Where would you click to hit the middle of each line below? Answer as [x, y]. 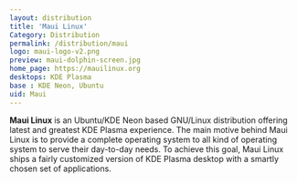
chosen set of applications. [60, 168]
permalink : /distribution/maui [69, 43]
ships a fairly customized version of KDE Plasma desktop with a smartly [144, 158]
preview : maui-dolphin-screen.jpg [75, 60]
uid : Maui [28, 94]
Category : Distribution [55, 35]
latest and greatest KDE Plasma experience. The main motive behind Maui [148, 129]
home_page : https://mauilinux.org [75, 69]
